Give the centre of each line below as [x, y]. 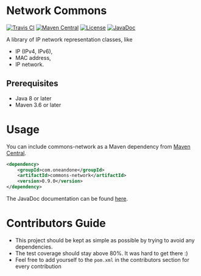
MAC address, [33, 58]
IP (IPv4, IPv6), [34, 51]
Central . [16, 153]
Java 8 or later [33, 98]
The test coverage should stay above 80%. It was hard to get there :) [101, 253]
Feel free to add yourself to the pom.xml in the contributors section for [102, 260]
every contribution [38, 266]
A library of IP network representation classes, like [69, 39]
